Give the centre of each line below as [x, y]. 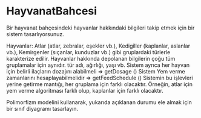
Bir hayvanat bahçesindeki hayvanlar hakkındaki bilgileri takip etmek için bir [100, 28]
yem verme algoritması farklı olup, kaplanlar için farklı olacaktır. [85, 90]
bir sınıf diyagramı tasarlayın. [42, 108]
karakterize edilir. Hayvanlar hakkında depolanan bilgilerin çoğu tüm [91, 58]
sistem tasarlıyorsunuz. [35, 34]
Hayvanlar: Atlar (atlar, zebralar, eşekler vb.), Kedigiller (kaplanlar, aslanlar [98, 46]
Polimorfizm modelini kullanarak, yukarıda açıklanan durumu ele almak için [99, 102]
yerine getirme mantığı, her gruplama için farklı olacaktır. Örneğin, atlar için [99, 84]
